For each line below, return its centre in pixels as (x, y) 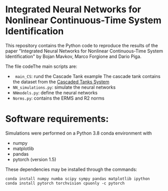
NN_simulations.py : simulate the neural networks (64, 87)
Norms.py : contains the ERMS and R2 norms (59, 98)
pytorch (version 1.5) (34, 159)
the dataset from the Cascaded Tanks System (61, 82)
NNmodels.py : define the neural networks (55, 92)
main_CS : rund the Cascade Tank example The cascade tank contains (88, 76)
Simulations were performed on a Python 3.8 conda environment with (79, 133)
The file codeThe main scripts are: (41, 66)
